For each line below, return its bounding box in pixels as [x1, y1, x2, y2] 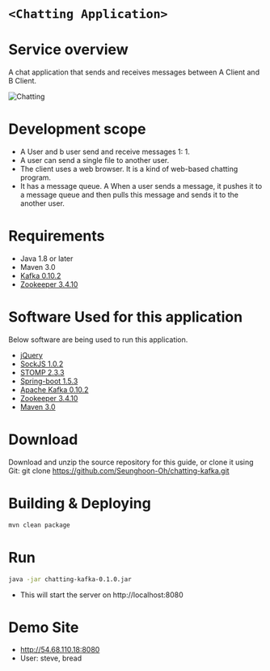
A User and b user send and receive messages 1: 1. [19, 147, 190, 156]
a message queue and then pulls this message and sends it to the [19, 190, 238, 200]
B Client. [8, 76, 37, 86]
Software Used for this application [8, 308, 243, 327]
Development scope [8, 120, 146, 139]
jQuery [19, 350, 43, 360]
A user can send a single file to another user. [19, 156, 170, 165]
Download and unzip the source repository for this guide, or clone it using [8, 457, 254, 467]
